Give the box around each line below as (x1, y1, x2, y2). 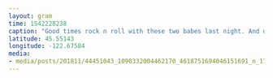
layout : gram (8, 11, 53, 20)
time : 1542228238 (8, 19, 67, 28)
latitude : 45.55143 (8, 34, 75, 43)
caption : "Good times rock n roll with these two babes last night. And (8, 27, 260, 35)
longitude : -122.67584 (8, 42, 85, 50)
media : (8, 50, 31, 58)
